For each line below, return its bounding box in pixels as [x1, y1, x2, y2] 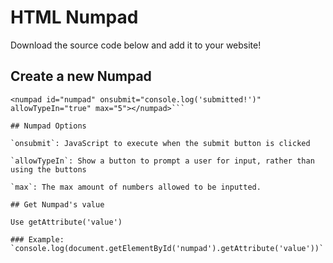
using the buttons [10, 164, 87, 175]
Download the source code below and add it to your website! [10, 39, 262, 51]
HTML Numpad [10, 6, 139, 29]
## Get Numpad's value [10, 199, 105, 210]
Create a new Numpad [10, 68, 152, 85]
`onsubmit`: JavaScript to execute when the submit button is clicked [10, 138, 311, 148]
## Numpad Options [10, 121, 87, 131]
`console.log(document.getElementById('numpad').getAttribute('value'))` [10, 243, 325, 253]
